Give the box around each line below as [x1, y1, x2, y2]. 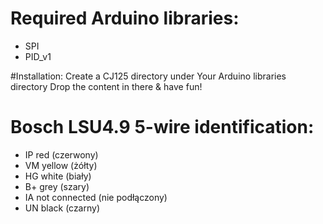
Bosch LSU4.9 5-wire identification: [10, 116, 315, 139]
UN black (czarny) [24, 202, 101, 214]
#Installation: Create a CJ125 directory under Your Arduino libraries [10, 70, 287, 82]
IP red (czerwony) [24, 148, 99, 161]
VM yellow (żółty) [24, 159, 98, 171]
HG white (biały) [24, 170, 92, 182]
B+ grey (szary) [24, 180, 90, 192]
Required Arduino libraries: [10, 7, 240, 30]
